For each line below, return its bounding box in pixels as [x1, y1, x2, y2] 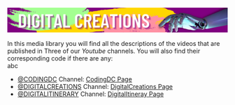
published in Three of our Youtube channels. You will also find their [7, 47, 201, 56]
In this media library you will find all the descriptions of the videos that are [7, 40, 220, 48]
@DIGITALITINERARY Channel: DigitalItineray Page [17, 90, 164, 98]
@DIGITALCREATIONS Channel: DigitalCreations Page [17, 83, 173, 91]
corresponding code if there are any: [7, 54, 113, 63]
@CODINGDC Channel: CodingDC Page [17, 75, 133, 83]
